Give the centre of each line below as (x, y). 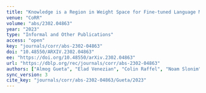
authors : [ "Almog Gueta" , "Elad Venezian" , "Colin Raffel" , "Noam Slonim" (104, 69)
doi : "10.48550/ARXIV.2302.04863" (51, 52)
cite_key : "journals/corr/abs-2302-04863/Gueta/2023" (77, 80)
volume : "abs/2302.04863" (39, 23)
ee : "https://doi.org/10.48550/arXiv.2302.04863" (71, 58)
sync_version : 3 (27, 75)
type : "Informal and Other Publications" (60, 35)
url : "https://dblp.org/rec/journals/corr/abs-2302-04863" (83, 63)
